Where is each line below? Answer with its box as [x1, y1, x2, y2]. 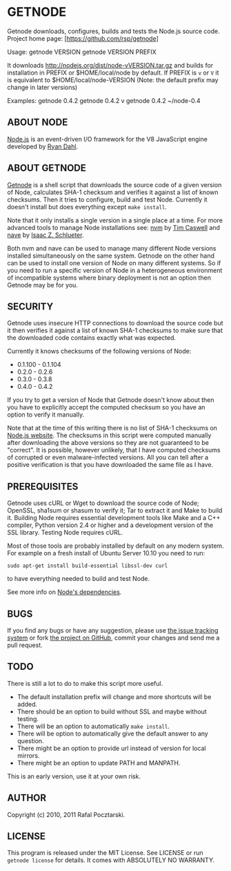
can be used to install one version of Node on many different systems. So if [7, 258, 221, 267]
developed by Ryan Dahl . [7, 142, 78, 151]
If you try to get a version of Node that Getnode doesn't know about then [7, 396, 215, 404]
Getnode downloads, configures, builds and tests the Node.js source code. [7, 27, 221, 35]
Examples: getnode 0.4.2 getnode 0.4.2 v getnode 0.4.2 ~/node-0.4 [7, 96, 201, 104]
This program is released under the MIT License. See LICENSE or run [7, 849, 203, 857]
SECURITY [7, 300, 54, 312]
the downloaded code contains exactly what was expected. [7, 334, 177, 342]
